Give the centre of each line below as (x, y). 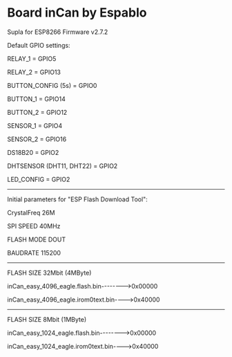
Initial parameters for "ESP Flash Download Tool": (78, 199)
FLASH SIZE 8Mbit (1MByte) (47, 319)
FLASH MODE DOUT (37, 239)
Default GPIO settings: (39, 45)
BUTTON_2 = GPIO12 (37, 112)
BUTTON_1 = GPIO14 (36, 99)
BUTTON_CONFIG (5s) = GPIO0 (52, 85)
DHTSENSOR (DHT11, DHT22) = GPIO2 (62, 166)
